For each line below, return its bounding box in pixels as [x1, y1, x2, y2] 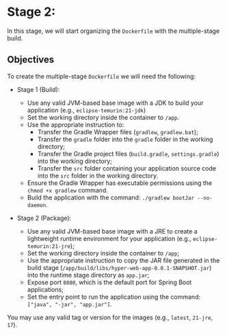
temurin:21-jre [27, 243, 70, 250]
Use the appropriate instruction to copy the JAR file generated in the [27, 256, 220, 264]
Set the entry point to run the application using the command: [27, 293, 200, 301]
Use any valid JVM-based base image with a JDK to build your [27, 99, 204, 107]
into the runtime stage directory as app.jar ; [27, 271, 150, 279]
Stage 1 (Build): [16, 85, 60, 93]
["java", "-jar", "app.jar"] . [27, 299, 112, 308]
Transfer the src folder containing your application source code [37, 164, 217, 172]
